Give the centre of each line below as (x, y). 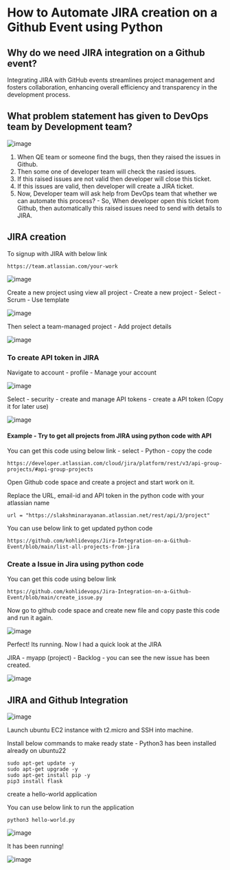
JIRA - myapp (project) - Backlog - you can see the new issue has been (108, 658)
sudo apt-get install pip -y (49, 776)
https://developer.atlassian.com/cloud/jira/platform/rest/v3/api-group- (115, 464)
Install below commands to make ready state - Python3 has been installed (112, 743)
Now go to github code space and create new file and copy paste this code (113, 611)
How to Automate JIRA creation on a (112, 13)
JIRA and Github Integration (68, 700)
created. (19, 665)
